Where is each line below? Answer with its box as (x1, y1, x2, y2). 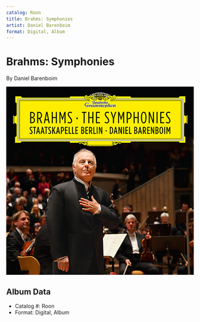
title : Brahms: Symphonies (6, 16, 73, 22)
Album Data (6, 287, 51, 297)
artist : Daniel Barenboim (6, 22, 70, 28)
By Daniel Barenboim (6, 75, 58, 82)
